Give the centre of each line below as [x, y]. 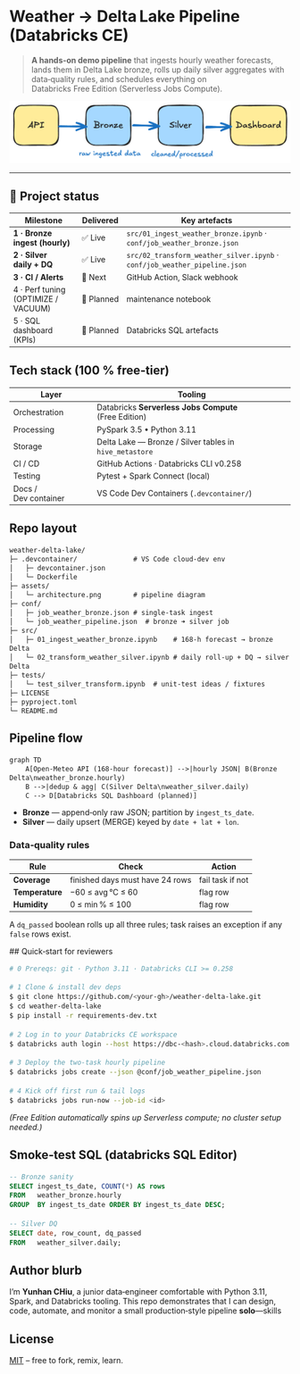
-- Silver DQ [33, 1224]
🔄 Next [94, 277]
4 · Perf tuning [39, 289]
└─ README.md [33, 711]
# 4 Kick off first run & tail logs [77, 1091]
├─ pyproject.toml [43, 702]
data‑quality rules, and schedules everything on [119, 79]
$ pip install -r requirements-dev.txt [83, 1016]
